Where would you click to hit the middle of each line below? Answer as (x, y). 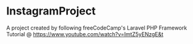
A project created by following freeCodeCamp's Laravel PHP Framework (96, 28)
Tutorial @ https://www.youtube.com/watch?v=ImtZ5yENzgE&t (85, 34)
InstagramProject (51, 11)
